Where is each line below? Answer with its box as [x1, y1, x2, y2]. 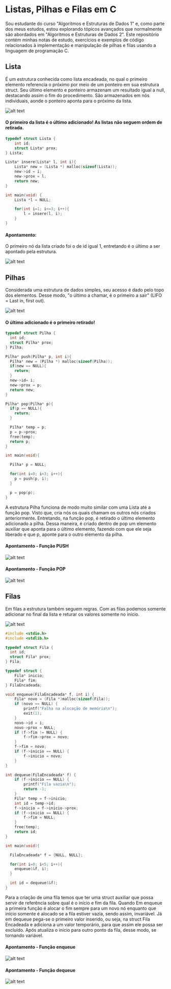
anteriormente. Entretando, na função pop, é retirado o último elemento [5, 515, 155, 521]
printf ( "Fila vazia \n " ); [23, 782, 76, 787]
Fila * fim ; [14, 678, 38, 683]
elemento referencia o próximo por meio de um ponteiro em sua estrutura [5, 81, 159, 87]
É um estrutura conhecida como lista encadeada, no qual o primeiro [5, 76, 148, 82]
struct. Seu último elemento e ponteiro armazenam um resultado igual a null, [5, 87, 165, 93]
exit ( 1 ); [23, 711, 42, 716]
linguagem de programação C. [5, 48, 69, 54]
